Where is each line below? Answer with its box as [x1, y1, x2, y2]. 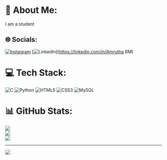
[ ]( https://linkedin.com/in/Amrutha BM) [31, 48, 134, 54]
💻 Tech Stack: [5, 67, 67, 78]
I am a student [5, 21, 35, 27]
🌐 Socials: [5, 35, 38, 44]
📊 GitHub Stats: [5, 105, 73, 117]
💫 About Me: [5, 4, 58, 16]
